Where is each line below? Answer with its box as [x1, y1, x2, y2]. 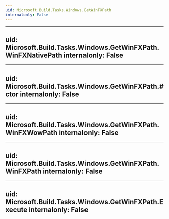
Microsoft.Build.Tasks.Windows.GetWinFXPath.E [5, 198, 164, 206]
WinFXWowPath [5, 128, 58, 137]
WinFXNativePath [5, 51, 63, 59]
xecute [5, 206, 28, 214]
